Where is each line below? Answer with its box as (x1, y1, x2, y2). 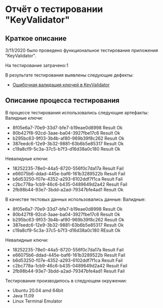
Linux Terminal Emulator (12, 298, 62, 304)
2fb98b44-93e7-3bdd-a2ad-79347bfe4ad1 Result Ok (12, 186, 123, 192)
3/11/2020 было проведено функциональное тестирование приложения (5, 48, 158, 53)
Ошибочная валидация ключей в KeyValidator (12, 82, 110, 88)
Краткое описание (5, 34, 66, 43)
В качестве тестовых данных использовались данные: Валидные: (5, 196, 146, 202)
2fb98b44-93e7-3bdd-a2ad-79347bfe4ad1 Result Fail (12, 268, 125, 274)
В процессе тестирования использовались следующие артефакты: (5, 109, 149, 116)
